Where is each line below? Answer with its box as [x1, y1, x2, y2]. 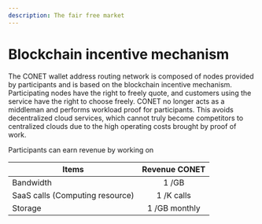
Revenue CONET [142, 163, 206, 174]
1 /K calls [156, 189, 191, 200]
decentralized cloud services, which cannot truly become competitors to [8, 113, 244, 123]
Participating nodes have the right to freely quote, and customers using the [8, 88, 252, 97]
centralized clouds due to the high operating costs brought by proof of [8, 121, 237, 130]
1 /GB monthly [146, 202, 201, 213]
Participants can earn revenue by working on [8, 145, 154, 154]
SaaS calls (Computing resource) [12, 189, 135, 200]
